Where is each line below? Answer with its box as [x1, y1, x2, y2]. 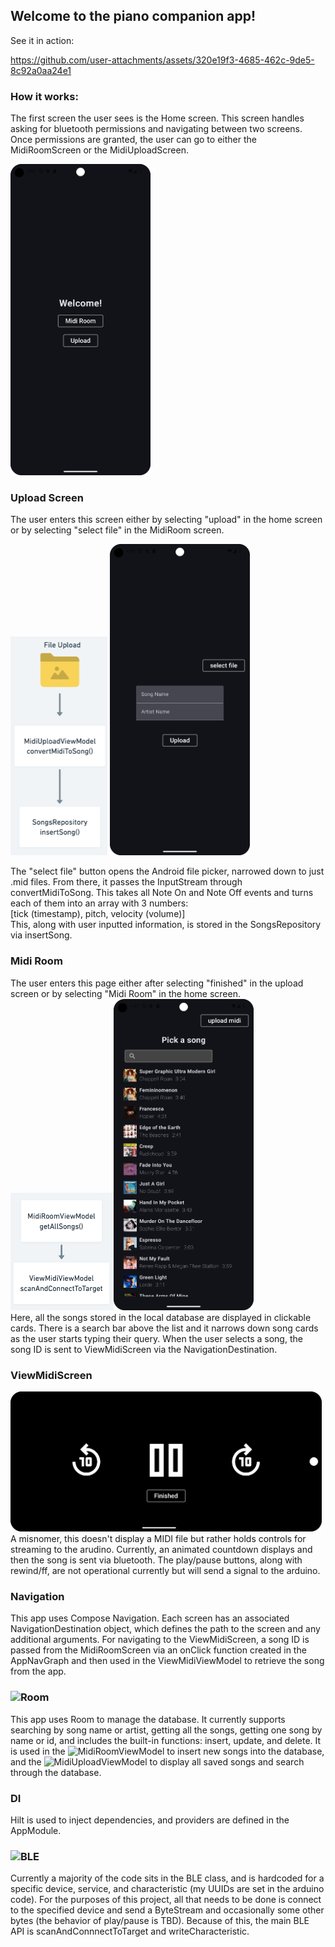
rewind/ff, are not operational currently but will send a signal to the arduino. [10, 1565, 321, 1576]
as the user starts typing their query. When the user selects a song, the [10, 1332, 303, 1344]
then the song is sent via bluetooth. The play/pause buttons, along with [10, 1554, 303, 1566]
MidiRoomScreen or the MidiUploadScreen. [10, 144, 189, 156]
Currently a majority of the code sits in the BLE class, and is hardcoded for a [10, 1872, 325, 1884]
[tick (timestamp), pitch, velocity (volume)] [10, 908, 186, 920]
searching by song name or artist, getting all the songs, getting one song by [10, 1724, 323, 1736]
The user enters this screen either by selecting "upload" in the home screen [10, 514, 323, 526]
